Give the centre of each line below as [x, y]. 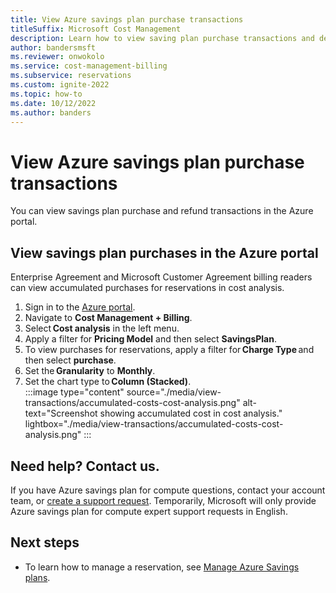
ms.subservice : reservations [71, 76]
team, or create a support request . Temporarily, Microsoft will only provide [163, 500]
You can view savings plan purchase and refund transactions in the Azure [162, 211]
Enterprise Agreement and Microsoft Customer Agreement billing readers [161, 277]
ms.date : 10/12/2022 [53, 103]
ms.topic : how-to [46, 94]
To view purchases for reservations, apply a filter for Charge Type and [169, 350]
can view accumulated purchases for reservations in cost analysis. [147, 288]
